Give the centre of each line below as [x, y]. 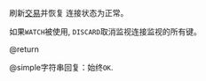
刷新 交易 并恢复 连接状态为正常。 [69, 13]
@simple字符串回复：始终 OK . [61, 67]
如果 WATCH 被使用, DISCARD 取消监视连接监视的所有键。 [105, 32]
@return [24, 49]
